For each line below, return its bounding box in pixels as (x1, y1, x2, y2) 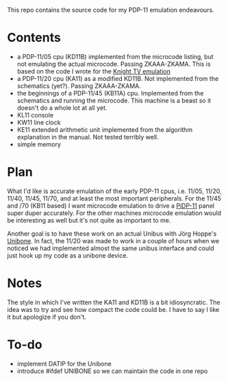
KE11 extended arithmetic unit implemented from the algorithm (16, 125, 193, 133)
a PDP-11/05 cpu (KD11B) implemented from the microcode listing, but (16, 52, 214, 60)
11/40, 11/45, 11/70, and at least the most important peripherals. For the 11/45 (7, 194, 221, 202)
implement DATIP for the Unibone (16, 359, 112, 368)
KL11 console (16, 111, 53, 119)
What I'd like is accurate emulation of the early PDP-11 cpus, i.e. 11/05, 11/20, (7, 187, 222, 195)
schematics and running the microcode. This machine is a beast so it (16, 96, 212, 104)
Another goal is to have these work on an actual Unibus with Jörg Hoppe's (7, 229, 217, 238)
